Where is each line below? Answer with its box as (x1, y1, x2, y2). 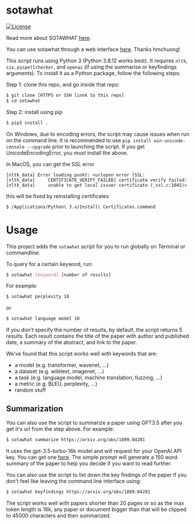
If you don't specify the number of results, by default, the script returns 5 (6, 327, 183, 334)
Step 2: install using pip (6, 108, 63, 115)
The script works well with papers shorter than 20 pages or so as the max (6, 499, 184, 506)
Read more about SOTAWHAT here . (6, 34, 92, 41)
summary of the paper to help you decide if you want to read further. (6, 459, 172, 467)
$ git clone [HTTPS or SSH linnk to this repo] (6, 92, 125, 98)
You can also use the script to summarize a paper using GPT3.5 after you (6, 419, 183, 426)
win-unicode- (153, 137, 186, 144)
